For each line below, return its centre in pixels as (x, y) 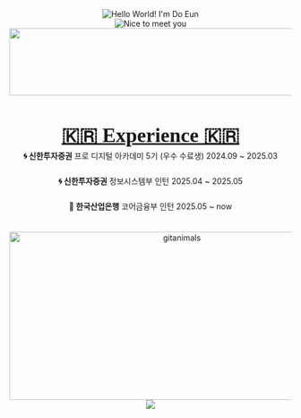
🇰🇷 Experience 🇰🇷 (150, 135)
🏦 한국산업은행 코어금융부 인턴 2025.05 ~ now (150, 206)
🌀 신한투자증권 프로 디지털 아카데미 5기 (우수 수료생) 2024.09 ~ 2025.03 (150, 156)
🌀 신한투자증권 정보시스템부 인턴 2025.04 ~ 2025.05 (150, 181)
